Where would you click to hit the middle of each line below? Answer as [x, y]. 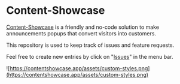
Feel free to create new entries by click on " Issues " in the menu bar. [90, 56]
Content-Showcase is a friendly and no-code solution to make [83, 27]
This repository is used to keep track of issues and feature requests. [90, 45]
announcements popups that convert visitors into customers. [81, 33]
